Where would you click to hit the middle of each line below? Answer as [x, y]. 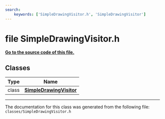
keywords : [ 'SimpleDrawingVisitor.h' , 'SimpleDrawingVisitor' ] [80, 14]
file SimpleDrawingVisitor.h [62, 39]
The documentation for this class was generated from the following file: [77, 107]
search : [13, 10]
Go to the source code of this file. [40, 52]
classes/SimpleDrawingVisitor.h [38, 112]
